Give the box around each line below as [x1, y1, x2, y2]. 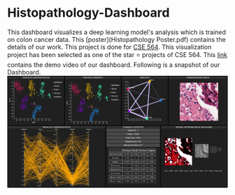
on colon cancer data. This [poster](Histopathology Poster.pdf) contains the [7, 35, 226, 43]
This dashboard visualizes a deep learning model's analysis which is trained [7, 28, 226, 36]
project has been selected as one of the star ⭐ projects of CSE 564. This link [7, 50, 227, 58]
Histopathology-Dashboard [7, 5, 170, 21]
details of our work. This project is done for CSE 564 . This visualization [7, 42, 212, 51]
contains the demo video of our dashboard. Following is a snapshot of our [7, 61, 220, 69]
